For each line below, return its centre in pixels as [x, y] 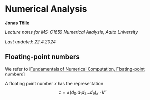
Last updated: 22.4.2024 [30, 41]
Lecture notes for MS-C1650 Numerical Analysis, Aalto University [72, 32]
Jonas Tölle [17, 23]
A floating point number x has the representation [54, 83]
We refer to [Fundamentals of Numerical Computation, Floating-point [75, 69]
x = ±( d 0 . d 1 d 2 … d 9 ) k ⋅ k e [83, 92]
